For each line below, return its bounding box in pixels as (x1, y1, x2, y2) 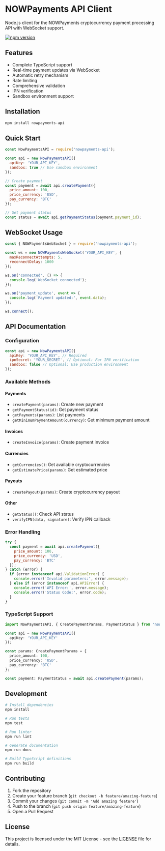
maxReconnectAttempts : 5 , (9, 255, 63, 260)
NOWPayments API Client (5, 3, 112, 15)
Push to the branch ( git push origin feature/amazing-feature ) (12, 803, 141, 809)
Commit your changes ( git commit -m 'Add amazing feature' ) (12, 798, 138, 804)
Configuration (5, 337, 39, 344)
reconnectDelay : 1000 (9, 260, 54, 264)
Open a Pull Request (12, 808, 54, 814)
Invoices (5, 428, 23, 434)
